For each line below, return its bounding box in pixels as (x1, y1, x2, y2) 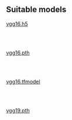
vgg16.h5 (6, 20, 28, 27)
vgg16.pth (6, 49, 30, 56)
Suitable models (6, 5, 67, 15)
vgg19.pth (6, 107, 30, 114)
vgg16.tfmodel (6, 78, 40, 85)
